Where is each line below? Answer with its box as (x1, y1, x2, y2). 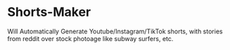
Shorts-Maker (7, 4, 91, 20)
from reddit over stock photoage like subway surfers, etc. (7, 34, 174, 42)
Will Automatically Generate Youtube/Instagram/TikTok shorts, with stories (7, 27, 223, 35)
